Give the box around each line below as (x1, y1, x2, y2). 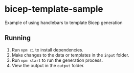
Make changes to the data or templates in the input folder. (11, 52, 130, 58)
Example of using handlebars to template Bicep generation (4, 20, 123, 25)
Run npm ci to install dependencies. (11, 47, 84, 52)
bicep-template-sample (4, 3, 104, 15)
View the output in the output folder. (11, 62, 85, 68)
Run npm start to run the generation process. (11, 57, 103, 63)
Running (4, 34, 31, 42)
